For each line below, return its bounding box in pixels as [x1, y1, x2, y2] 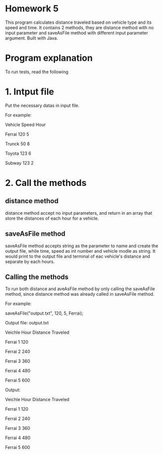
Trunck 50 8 [5, 140, 30, 146]
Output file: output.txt [5, 320, 49, 326]
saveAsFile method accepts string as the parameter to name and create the [5, 243, 159, 249]
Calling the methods [5, 273, 69, 281]
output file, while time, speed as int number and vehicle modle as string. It [5, 248, 156, 254]
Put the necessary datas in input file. [5, 102, 80, 108]
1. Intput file [5, 86, 54, 97]
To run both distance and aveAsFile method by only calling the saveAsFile [5, 286, 155, 292]
